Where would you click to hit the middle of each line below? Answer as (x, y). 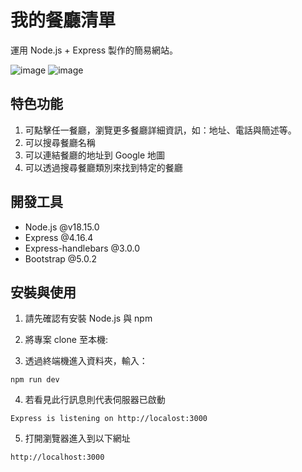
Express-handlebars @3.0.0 (82, 248)
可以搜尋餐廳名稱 (60, 142)
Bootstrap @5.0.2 (60, 258)
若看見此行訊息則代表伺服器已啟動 (95, 400)
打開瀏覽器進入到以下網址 (77, 438)
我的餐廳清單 (63, 20)
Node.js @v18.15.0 (62, 227)
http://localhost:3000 (57, 457)
